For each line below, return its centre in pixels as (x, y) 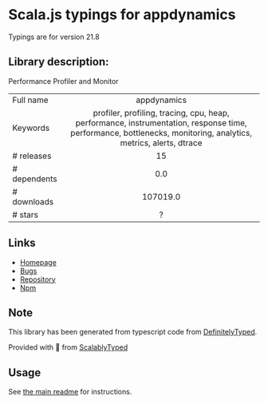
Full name (31, 100)
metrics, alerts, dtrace (161, 143)
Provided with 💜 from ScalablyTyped (68, 347)
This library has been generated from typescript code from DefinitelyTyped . (133, 332)
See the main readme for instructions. (70, 392)
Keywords (31, 128)
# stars (25, 215)
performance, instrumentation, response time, (161, 123)
